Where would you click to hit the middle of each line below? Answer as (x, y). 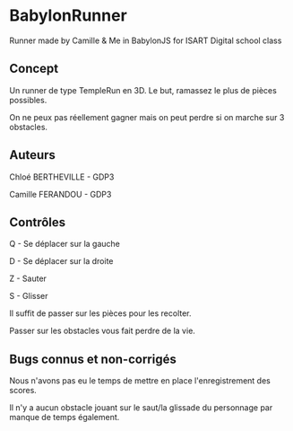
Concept (34, 69)
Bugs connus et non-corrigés (93, 359)
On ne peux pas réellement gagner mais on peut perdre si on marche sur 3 (147, 117)
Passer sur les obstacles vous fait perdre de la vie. (102, 331)
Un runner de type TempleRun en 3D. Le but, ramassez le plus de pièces (143, 90)
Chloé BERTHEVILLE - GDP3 (62, 177)
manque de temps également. (65, 418)
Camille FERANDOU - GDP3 (60, 194)
